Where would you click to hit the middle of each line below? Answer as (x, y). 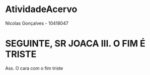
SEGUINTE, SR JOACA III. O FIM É (76, 44)
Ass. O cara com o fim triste (34, 68)
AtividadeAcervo (41, 9)
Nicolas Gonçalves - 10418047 (37, 23)
